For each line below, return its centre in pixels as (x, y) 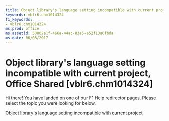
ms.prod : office (22, 29)
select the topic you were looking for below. (51, 103)
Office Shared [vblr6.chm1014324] (79, 84)
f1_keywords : (19, 19)
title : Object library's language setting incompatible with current (80, 10)
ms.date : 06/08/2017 (27, 38)
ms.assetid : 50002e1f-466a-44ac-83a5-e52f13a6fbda (59, 33)
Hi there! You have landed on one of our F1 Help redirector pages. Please (81, 98)
